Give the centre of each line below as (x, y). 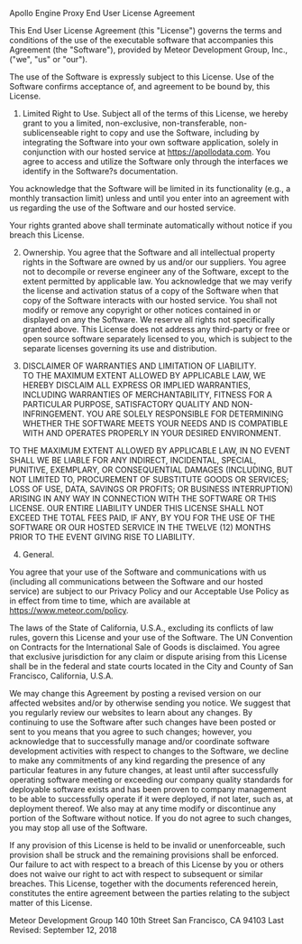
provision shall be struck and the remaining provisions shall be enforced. (144, 855)
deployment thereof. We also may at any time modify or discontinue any (143, 808)
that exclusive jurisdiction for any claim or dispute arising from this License (148, 657)
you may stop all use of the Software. (78, 827)
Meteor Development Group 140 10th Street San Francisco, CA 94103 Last (146, 920)
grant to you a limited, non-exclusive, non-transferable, (125, 123)
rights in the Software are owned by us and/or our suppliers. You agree (154, 262)
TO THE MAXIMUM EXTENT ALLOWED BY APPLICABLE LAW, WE (144, 375)
